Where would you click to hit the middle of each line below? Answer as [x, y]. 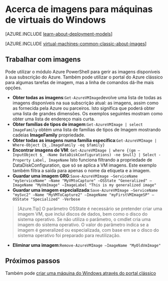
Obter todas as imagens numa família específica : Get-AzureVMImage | [85, 140]
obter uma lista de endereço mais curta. [54, 119]
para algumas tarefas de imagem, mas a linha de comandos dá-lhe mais [79, 82]
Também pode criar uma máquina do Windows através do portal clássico [81, 273]
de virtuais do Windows [56, 20]
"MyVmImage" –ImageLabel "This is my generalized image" [96, 185]
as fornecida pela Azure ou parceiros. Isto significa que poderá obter [84, 108]
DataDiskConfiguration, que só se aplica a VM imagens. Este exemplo [85, 165]
